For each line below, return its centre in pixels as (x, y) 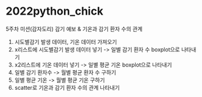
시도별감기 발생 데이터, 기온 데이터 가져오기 (66, 41)
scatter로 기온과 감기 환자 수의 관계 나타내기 (67, 87)
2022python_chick (55, 11)
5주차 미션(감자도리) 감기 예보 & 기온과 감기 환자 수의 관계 (74, 29)
